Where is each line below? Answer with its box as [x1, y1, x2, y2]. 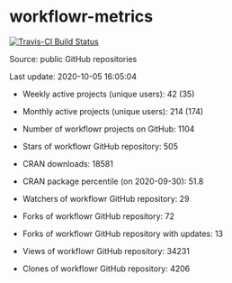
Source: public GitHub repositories [9, 53, 138, 64]
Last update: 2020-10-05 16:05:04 [9, 70, 138, 82]
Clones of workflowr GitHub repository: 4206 [22, 263, 191, 274]
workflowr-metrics [9, 6, 154, 27]
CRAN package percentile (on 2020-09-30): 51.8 [22, 176, 204, 187]
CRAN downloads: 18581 [22, 158, 114, 169]
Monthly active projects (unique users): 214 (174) [22, 105, 204, 116]
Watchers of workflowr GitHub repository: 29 [22, 193, 190, 204]
